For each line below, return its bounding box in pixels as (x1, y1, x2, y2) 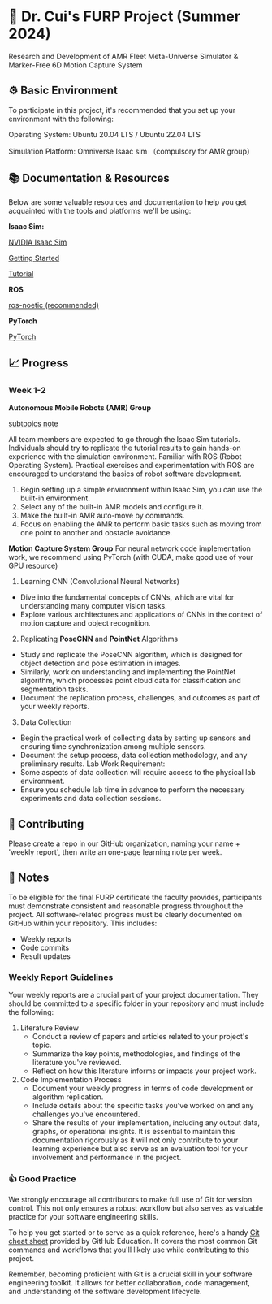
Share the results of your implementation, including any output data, (32, 1118, 261, 1128)
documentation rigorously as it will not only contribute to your (32, 1135, 239, 1145)
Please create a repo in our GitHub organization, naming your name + (8, 838, 241, 848)
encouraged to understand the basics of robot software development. (8, 469, 242, 479)
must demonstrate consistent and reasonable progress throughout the (8, 901, 244, 911)
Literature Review (19, 1023, 80, 1033)
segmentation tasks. (19, 684, 89, 694)
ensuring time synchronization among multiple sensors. (19, 742, 206, 752)
